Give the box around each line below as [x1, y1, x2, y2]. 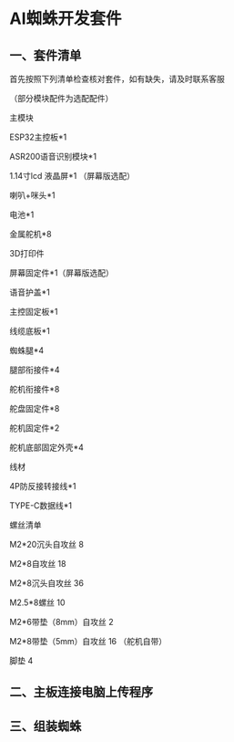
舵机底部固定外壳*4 [9, 442, 85, 453]
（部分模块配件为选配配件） [9, 93, 114, 103]
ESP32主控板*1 [9, 131, 67, 142]
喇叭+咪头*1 [9, 190, 56, 201]
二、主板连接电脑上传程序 [9, 685, 153, 700]
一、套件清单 [9, 47, 82, 63]
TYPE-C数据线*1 [9, 500, 73, 511]
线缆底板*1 [9, 326, 50, 336]
